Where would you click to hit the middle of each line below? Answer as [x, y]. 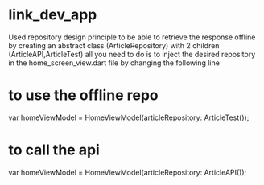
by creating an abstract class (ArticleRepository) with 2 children [114, 45]
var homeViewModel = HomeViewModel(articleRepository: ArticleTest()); [129, 117]
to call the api [54, 150]
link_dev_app [53, 15]
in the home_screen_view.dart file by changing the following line [114, 63]
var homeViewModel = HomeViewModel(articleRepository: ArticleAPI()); [128, 172]
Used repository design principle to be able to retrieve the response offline [132, 37]
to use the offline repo [83, 95]
